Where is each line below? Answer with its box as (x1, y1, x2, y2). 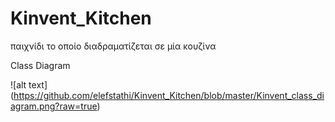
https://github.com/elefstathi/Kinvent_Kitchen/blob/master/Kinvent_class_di (13, 89, 325, 101)
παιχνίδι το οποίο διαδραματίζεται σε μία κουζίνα (10, 40, 217, 52)
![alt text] (10, 78, 48, 91)
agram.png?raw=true (10, 100, 98, 112)
